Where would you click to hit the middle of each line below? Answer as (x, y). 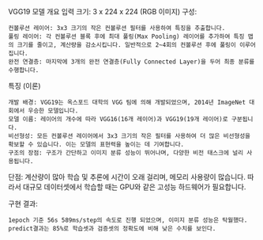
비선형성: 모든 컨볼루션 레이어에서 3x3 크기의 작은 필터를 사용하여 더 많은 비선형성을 (130, 136)
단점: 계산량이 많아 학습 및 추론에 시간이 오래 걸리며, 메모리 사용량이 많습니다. (127, 177)
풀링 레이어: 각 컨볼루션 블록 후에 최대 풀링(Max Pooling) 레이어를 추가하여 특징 (126, 36)
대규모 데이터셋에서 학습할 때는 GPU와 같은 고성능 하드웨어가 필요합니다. (134, 187)
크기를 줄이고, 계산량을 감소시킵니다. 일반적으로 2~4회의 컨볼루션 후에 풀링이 (127, 45)
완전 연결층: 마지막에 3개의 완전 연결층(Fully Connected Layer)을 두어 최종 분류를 (131, 62)
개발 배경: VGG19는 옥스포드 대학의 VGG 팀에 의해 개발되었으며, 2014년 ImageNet (127, 102)
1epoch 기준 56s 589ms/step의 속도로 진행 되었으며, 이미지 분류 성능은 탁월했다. (128, 220)
